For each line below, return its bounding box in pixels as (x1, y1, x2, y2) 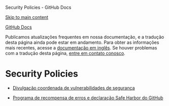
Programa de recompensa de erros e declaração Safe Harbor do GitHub (12, 94, 163, 101)
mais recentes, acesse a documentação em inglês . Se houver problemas (5, 45, 157, 50)
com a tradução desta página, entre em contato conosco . (5, 50, 125, 56)
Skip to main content (5, 14, 49, 20)
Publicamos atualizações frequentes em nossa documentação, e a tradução (5, 34, 164, 40)
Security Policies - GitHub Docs (5, 5, 72, 10)
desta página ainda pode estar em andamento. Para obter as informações (5, 39, 159, 45)
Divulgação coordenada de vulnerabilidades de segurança (12, 85, 136, 91)
